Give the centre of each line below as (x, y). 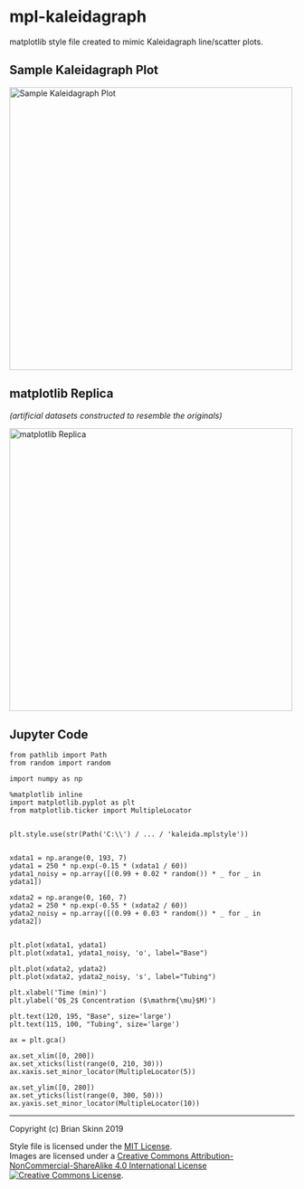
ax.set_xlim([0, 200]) (52, 1056)
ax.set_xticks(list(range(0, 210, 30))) (87, 1064)
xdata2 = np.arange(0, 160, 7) (68, 898)
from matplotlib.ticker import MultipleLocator (101, 811)
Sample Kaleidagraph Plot (84, 70)
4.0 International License (161, 1165)
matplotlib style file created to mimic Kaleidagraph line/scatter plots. (137, 42)
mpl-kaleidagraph (78, 17)
